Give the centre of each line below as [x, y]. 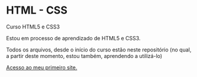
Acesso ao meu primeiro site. [42, 67]
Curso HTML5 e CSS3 [33, 27]
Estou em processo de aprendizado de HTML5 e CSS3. [73, 38]
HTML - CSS [37, 10]
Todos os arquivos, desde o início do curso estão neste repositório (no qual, [99, 49]
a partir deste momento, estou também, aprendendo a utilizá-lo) [84, 56]
